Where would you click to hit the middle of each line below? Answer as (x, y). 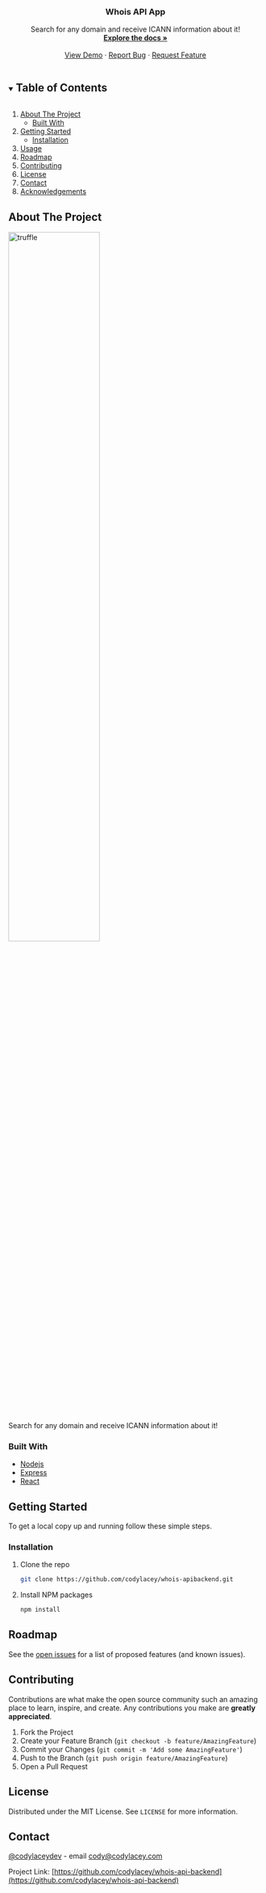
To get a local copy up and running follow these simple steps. (110, 1526)
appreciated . (30, 1716)
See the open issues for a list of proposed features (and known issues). (127, 1654)
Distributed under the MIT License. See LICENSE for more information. (123, 1811)
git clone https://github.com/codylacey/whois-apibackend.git (127, 1579)
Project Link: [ (31, 1872)
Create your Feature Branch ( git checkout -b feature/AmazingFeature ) (138, 1740)
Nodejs (32, 1464)
